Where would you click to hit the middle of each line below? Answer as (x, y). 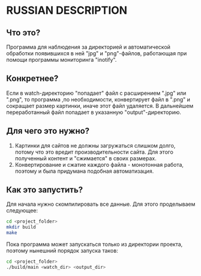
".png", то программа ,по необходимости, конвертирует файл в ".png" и (98, 99)
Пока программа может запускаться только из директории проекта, (94, 244)
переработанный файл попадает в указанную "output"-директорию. (94, 112)
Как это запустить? (45, 190)
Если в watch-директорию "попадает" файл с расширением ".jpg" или (96, 93)
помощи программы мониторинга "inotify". (61, 60)
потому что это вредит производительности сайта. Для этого (94, 152)
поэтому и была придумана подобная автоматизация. (84, 171)
